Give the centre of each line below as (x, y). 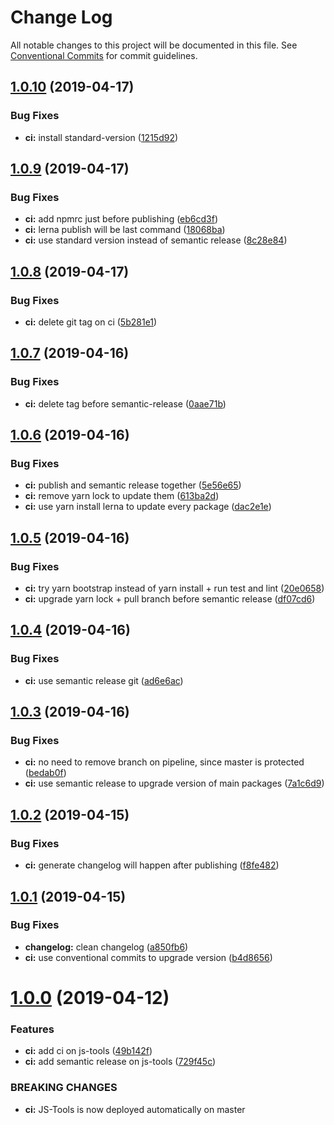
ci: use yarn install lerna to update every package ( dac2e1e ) (148, 507)
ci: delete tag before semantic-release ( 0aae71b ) (125, 403)
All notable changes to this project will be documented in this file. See (154, 45)
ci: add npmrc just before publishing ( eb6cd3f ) (121, 219)
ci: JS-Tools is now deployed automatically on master (135, 1109)
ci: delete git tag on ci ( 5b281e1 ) (91, 322)
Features (32, 1029)
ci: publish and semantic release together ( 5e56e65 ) (133, 485)
